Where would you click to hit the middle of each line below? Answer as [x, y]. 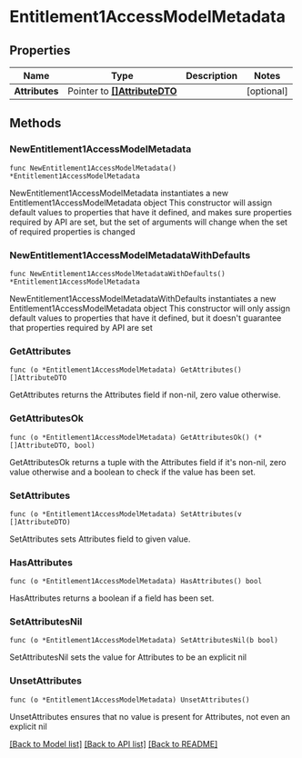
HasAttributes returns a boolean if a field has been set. [112, 598]
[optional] [267, 91]
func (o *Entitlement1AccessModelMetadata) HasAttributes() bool [136, 582]
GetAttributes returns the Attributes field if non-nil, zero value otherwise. [145, 395]
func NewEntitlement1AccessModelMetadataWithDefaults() [117, 274]
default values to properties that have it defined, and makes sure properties [151, 212]
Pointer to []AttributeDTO [122, 91]
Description [212, 76]
